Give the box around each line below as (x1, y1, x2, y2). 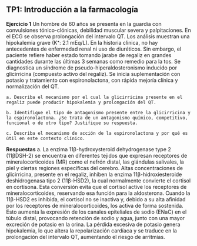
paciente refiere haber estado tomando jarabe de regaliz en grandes (6, 51, 172, 58)
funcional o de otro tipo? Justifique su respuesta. (6, 120, 138, 126)
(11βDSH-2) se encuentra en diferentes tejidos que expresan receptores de (6, 152, 188, 159)
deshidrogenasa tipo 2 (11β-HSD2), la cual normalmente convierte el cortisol (6, 177, 191, 184)
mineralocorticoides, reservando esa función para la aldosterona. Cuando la (6, 190, 191, 197)
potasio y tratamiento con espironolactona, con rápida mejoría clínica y (6, 77, 178, 84)
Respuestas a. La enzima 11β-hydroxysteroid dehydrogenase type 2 (6, 145, 172, 152)
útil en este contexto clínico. (6, 135, 85, 141)
